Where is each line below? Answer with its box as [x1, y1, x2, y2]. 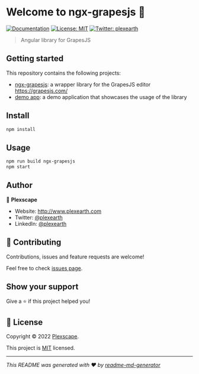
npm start [6, 164, 31, 170]
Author [6, 180, 33, 190]
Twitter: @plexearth [14, 213, 63, 221]
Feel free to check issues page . [6, 264, 83, 271]
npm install [6, 126, 36, 132]
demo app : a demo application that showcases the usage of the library [14, 93, 188, 100]
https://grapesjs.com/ [14, 87, 68, 94]
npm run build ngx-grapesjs [6, 158, 76, 165]
